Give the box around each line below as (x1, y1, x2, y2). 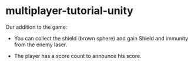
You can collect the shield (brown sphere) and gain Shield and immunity (14, 35, 189, 42)
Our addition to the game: (5, 23, 68, 30)
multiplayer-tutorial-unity (5, 4, 133, 18)
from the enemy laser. (14, 41, 68, 48)
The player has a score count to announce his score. (14, 52, 142, 59)
